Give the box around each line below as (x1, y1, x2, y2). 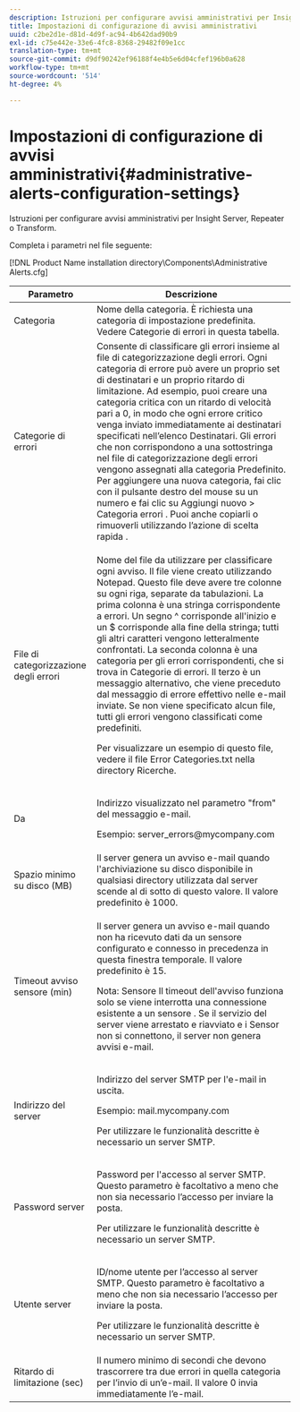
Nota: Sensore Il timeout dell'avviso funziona (96, 984, 284, 997)
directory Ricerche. (96, 764, 177, 776)
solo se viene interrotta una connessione (96, 996, 268, 1008)
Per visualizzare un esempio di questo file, (96, 741, 274, 754)
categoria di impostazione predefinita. (96, 314, 256, 327)
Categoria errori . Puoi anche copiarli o (96, 508, 259, 520)
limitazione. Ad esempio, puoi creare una (96, 384, 268, 397)
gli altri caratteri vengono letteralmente (96, 632, 260, 645)
